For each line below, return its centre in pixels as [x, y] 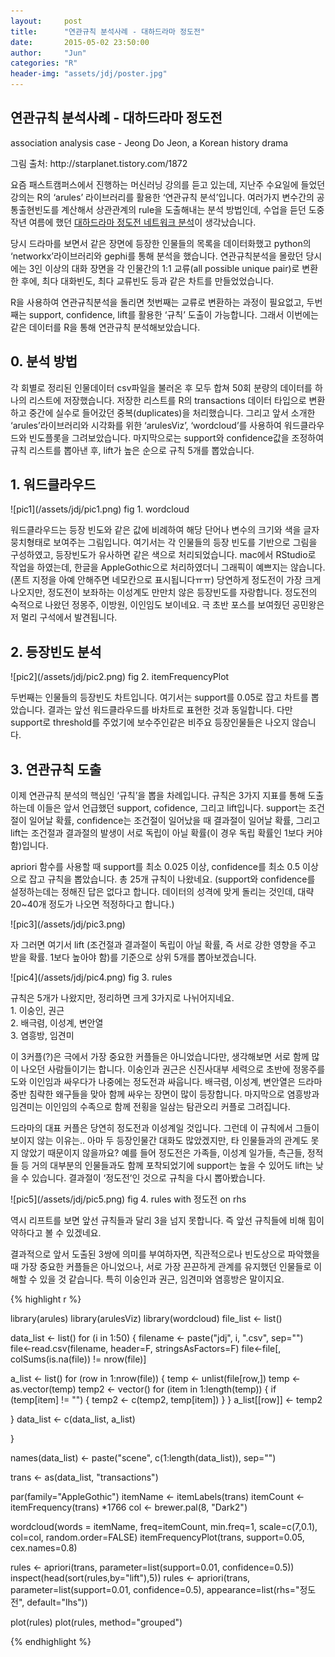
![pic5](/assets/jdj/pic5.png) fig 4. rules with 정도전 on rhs [128, 1199]
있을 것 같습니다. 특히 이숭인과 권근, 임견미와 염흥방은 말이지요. [162, 1279]
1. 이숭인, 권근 [37, 1011]
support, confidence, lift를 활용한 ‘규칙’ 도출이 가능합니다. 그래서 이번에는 [173, 314]
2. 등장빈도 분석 [56, 651]
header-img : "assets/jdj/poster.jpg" [89, 74]
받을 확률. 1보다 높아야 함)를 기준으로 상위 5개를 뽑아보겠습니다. [133, 957]
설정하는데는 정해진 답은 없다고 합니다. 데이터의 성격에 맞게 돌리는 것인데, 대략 [162, 892]
